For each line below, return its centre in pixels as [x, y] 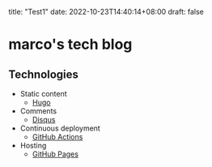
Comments [38, 111]
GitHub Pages [55, 154]
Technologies [44, 74]
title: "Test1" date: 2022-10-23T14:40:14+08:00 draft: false [106, 12]
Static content [43, 94]
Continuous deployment [60, 128]
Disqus [44, 120]
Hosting [33, 146]
